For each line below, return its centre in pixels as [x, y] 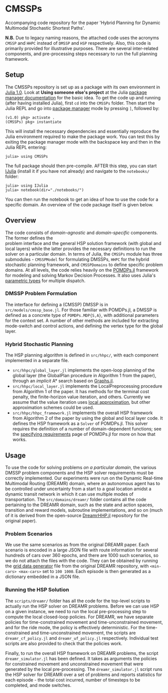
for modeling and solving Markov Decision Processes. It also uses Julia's [80, 275]
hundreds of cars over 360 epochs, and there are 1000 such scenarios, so [82, 555]
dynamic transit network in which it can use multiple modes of [69, 494]
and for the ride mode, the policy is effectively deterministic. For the [75, 627]
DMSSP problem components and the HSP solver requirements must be [79, 473]
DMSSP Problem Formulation [41, 293]
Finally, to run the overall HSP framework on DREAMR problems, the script [82, 653]
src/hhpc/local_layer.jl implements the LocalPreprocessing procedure [87, 386]
